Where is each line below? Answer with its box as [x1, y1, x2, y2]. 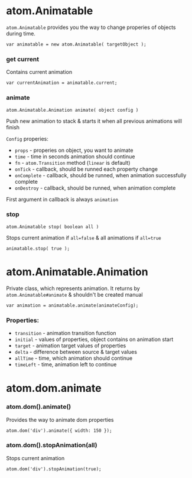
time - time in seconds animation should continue [14, 152, 135, 160]
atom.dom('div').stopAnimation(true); [6, 466, 102, 472]
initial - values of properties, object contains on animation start [14, 336, 174, 343]
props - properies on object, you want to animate [14, 147, 134, 154]
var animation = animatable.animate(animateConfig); [6, 303, 139, 308]
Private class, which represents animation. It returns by [6, 285, 140, 292]
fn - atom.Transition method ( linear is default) [14, 159, 131, 166]
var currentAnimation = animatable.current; [6, 80, 118, 86]
